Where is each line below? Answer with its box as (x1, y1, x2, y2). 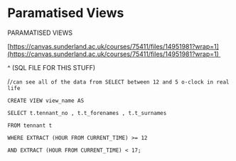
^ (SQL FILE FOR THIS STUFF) (7, 63, 96, 72)
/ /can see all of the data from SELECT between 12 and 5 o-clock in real (7, 77, 230, 86)
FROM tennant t (7, 122, 53, 129)
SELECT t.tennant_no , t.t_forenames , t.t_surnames (7, 109, 167, 116)
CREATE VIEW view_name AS (7, 97, 84, 104)
